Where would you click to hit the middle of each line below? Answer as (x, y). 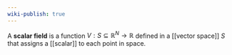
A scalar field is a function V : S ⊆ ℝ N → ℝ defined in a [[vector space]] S (116, 35)
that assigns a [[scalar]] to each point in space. (77, 44)
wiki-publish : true (36, 14)
